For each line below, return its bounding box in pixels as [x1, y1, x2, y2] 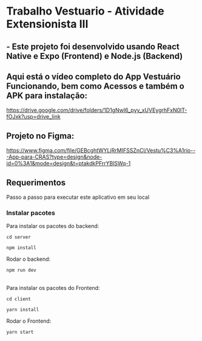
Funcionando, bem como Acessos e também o [6, 81, 185, 91]
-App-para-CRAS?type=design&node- [6, 153, 103, 160]
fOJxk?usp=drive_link [6, 113, 61, 120]
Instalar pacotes [6, 208, 56, 217]
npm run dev [6, 267, 36, 274]
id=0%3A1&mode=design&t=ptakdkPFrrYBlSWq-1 [6, 160, 131, 167]
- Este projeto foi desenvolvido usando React [6, 41, 180, 52]
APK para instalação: [6, 90, 88, 101]
